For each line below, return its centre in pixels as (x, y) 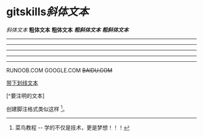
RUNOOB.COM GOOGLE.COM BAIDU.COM (60, 70)
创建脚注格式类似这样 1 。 (37, 108)
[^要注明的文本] (25, 95)
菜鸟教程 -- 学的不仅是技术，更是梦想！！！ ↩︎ (72, 127)
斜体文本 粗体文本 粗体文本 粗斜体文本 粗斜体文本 (67, 30)
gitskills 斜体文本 (47, 12)
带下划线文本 (22, 82)
